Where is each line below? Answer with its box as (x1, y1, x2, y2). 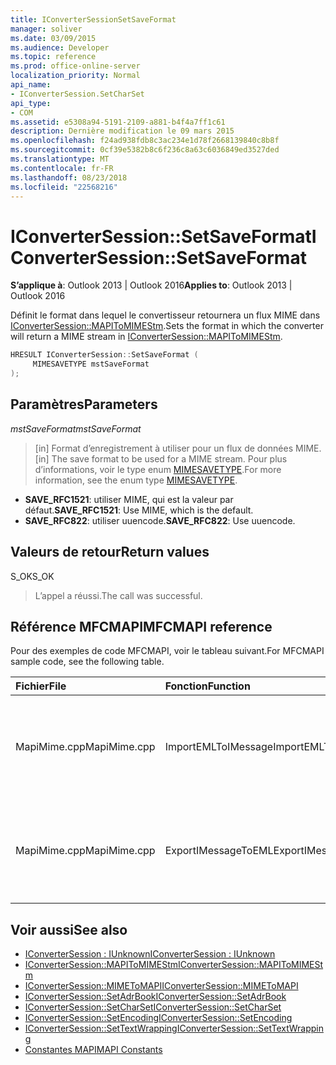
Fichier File (15, 679, 67, 693)
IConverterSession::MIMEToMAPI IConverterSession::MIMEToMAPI (24, 980, 299, 992)
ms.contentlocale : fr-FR (10, 163, 114, 173)
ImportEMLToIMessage (164, 740, 274, 754)
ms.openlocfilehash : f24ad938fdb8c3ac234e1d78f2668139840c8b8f (10, 136, 280, 146)
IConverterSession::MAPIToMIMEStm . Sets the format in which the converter (10, 320, 324, 332)
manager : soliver (10, 24, 83, 34)
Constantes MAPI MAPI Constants (24, 1044, 163, 1056)
